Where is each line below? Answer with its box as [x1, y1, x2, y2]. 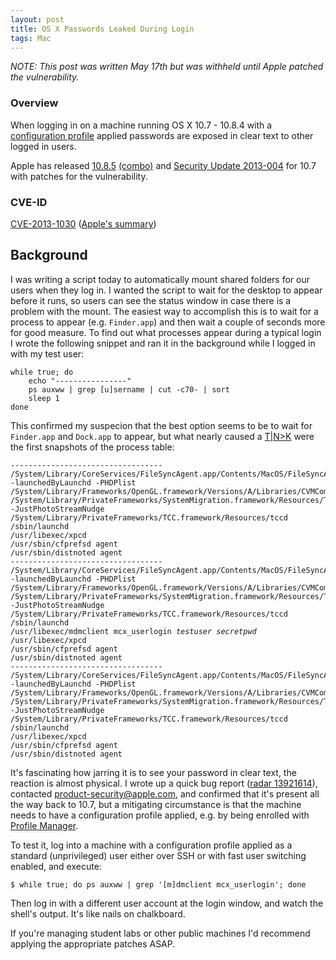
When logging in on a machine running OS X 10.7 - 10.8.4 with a [10, 119, 273, 131]
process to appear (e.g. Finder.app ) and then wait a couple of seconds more [10, 316, 326, 328]
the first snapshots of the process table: [10, 441, 175, 453]
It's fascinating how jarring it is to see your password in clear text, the [10, 766, 297, 778]
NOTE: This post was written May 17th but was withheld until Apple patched [10, 61, 324, 73]
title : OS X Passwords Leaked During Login [10, 24, 195, 34]
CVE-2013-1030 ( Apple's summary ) [10, 217, 157, 230]
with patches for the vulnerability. [10, 170, 148, 182]
